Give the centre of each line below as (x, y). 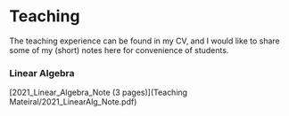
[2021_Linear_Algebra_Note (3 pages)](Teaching (99, 93)
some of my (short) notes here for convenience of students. (119, 50)
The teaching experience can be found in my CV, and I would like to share (144, 41)
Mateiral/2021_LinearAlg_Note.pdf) (73, 102)
